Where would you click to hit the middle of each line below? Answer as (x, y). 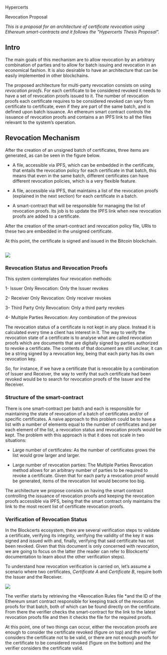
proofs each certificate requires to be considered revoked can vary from (79, 101)
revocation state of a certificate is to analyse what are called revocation (79, 338)
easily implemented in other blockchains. (47, 75)
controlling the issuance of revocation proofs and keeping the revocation (80, 496)
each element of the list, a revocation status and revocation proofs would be (83, 429)
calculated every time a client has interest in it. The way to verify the (75, 332)
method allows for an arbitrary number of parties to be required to (80, 470)
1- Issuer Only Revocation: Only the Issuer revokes (57, 289)
